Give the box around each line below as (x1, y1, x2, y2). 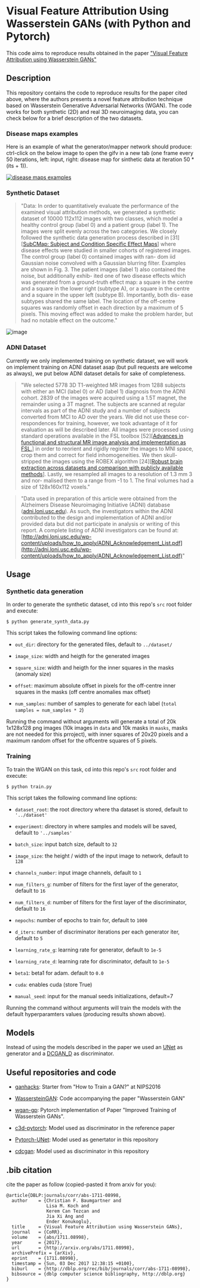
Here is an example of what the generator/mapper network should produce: (6, 143, 192, 150)
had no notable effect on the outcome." (20, 317, 118, 324)
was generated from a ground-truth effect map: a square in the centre (20, 278, 193, 286)
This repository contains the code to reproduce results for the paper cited (6, 89, 187, 96)
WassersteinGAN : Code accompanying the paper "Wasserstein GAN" (14, 1095, 186, 1102)
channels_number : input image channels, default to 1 (14, 869, 141, 876)
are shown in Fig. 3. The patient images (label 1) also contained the (20, 266, 186, 273)
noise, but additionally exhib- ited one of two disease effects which (20, 272, 186, 280)
